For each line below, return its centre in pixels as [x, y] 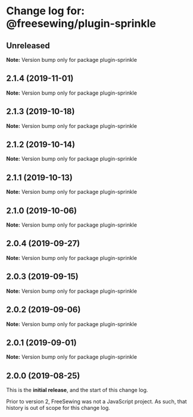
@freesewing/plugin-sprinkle [81, 23]
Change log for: [46, 11]
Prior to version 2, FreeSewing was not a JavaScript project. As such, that [96, 402]
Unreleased [28, 46]
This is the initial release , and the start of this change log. [77, 390]
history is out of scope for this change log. [58, 408]
